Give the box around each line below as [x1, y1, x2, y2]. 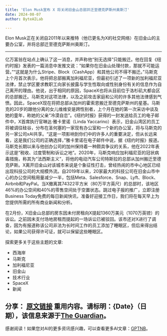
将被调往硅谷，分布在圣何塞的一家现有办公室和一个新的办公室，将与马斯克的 [5, 125, 162, 131]
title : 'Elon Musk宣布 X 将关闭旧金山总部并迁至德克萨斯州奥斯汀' [5, 7, 130, 12]
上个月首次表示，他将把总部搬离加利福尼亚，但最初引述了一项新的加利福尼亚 [5, 75, 162, 81]
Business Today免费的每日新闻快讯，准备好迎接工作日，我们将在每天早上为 [5, 193, 160, 199]
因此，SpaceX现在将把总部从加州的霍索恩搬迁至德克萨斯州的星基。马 [13, 100, 156, 106]
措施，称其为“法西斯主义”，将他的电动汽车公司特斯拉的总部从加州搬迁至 [9, 156, 158, 162]
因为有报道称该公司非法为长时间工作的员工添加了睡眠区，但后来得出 [13, 222, 153, 229]
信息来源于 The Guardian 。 [28, 311, 110, 320]
